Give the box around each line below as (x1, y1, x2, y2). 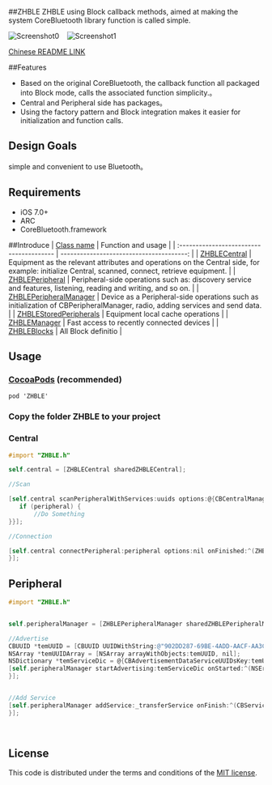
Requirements (8, 186, 81, 199)
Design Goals (8, 139, 77, 153)
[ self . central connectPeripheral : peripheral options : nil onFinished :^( (8, 547, 255, 555)
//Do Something (33, 510, 85, 518)
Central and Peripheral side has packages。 (19, 98, 168, 108)
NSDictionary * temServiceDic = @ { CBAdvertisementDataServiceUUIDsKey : (8, 657, 252, 665)
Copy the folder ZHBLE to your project (8, 411, 161, 422)
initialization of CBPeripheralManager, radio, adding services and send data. (8, 300, 262, 310)
